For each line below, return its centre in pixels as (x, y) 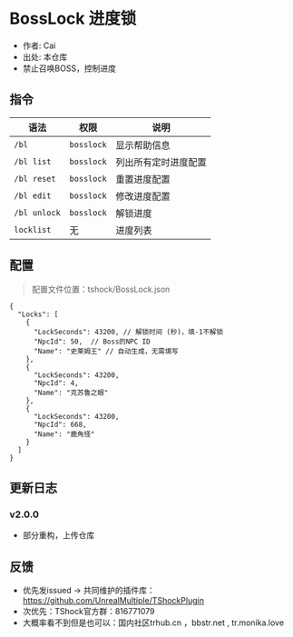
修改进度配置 (143, 196)
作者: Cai (39, 45)
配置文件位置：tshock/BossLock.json (101, 289)
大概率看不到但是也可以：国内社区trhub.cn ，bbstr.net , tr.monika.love (153, 622)
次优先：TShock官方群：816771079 (89, 612)
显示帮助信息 (143, 144)
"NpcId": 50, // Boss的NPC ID (92, 342)
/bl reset (35, 179)
